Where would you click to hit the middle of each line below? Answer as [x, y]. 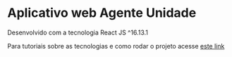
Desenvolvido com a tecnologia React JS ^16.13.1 [78, 32]
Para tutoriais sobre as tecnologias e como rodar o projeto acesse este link [116, 46]
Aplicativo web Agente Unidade [102, 13]
